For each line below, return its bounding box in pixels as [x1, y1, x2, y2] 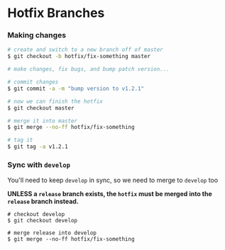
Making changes [7, 30, 66, 40]
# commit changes [7, 79, 59, 86]
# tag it [7, 137, 33, 144]
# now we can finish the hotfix [7, 98, 103, 105]
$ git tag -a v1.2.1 [7, 143, 69, 150]
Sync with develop [7, 160, 71, 170]
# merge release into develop [7, 229, 97, 237]
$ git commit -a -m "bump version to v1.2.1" [7, 85, 144, 92]
